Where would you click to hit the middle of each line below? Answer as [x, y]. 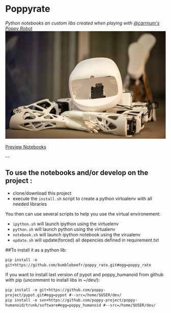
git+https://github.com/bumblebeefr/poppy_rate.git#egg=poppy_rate [78, 265]
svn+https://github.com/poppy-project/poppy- [89, 300]
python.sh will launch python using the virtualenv [64, 229]
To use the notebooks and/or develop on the [77, 173]
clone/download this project [42, 193]
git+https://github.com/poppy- [73, 290]
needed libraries [30, 204]
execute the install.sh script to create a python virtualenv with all [82, 198]
